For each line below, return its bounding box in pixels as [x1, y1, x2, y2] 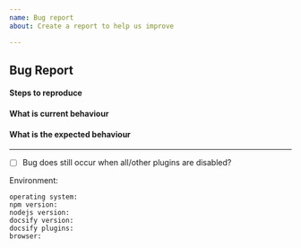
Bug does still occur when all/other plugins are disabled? [21, 157, 232, 168]
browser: [9, 232, 42, 241]
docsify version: [9, 217, 74, 226]
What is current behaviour [9, 109, 109, 120]
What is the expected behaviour [9, 128, 132, 139]
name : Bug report [9, 13, 74, 22]
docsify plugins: [9, 224, 74, 234]
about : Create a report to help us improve [9, 22, 175, 31]
